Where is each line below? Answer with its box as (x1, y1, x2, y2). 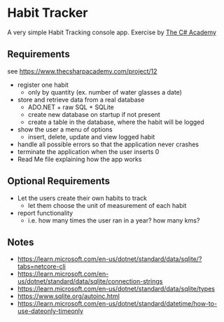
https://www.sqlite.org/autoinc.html (17, 292, 120, 300)
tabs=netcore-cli (17, 262, 66, 271)
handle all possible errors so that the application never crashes (17, 140, 199, 148)
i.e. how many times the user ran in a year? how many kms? (27, 216, 200, 225)
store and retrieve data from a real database (17, 95, 145, 104)
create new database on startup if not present (27, 110, 161, 118)
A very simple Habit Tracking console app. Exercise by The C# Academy (7, 28, 217, 36)
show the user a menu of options (17, 125, 113, 134)
